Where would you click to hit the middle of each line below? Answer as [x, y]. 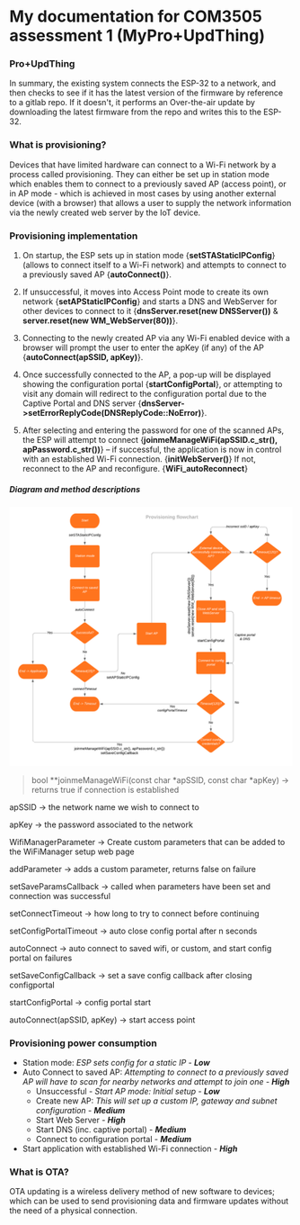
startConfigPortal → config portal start [80, 1002]
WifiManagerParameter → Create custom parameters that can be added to [147, 842]
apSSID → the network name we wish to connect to [104, 806]
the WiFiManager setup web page [72, 851]
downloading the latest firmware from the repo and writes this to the [136, 112]
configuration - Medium [80, 1111]
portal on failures [41, 958]
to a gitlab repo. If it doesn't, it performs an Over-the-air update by [132, 103]
